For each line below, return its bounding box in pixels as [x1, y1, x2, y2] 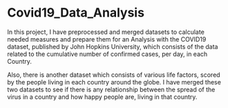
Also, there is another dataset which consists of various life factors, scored [7, 71, 220, 79]
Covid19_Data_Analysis [7, 5, 145, 21]
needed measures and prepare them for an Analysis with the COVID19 [7, 35, 207, 43]
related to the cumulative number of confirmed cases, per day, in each [7, 50, 208, 58]
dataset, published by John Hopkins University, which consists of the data [7, 42, 218, 51]
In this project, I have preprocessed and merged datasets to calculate [7, 28, 205, 36]
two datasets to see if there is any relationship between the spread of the [7, 85, 216, 93]
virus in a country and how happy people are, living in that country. [7, 92, 198, 101]
